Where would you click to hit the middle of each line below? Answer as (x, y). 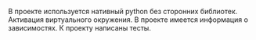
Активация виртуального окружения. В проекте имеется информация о (128, 20)
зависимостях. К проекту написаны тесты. (79, 28)
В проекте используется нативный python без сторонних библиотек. (123, 11)
